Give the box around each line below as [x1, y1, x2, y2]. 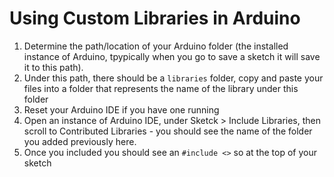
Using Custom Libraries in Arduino [9, 7, 301, 30]
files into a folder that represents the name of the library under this [23, 82, 299, 94]
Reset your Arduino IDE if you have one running [23, 103, 220, 116]
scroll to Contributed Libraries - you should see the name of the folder [23, 125, 313, 137]
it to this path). [23, 61, 84, 73]
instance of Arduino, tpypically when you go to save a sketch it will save [23, 50, 321, 62]
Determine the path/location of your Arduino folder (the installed [23, 40, 289, 52]
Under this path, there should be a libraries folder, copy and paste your [23, 72, 324, 84]
